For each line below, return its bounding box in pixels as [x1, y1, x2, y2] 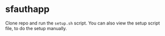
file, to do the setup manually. [5, 25, 67, 31]
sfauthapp [5, 3, 50, 15]
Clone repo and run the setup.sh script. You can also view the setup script [5, 20, 160, 26]
